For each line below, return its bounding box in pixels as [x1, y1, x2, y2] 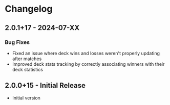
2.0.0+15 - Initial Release [5, 81, 86, 90]
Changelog [5, 3, 53, 15]
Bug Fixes [5, 39, 30, 46]
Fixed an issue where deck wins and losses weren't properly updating [12, 50, 160, 56]
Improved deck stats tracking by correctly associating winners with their [12, 61, 165, 67]
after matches [12, 56, 42, 62]
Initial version [12, 95, 40, 101]
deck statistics [12, 66, 43, 72]
